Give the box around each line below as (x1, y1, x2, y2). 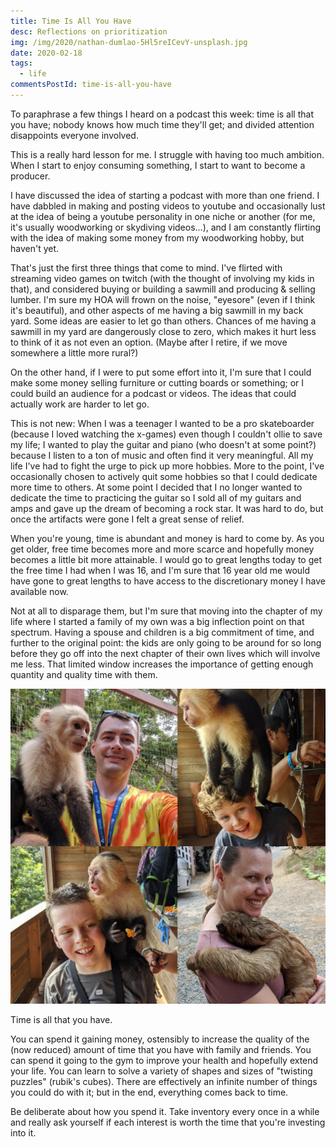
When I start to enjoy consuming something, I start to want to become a (10, 159, 306, 171)
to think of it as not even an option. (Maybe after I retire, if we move (10, 336, 288, 348)
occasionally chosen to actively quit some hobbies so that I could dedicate (10, 470, 318, 482)
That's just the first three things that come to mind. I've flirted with (10, 261, 283, 274)
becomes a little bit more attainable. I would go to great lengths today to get (10, 553, 322, 565)
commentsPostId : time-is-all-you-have (10, 80, 172, 90)
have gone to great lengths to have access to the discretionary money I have (10, 575, 326, 587)
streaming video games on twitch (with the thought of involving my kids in (10, 272, 315, 284)
